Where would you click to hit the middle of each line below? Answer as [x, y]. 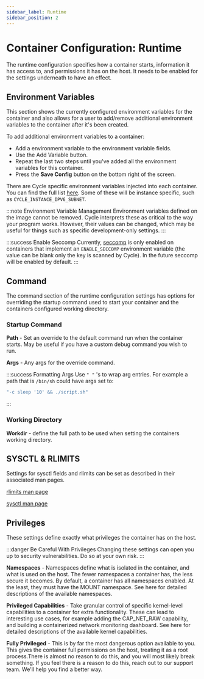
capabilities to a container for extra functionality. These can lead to [90, 612]
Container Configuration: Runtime [94, 48]
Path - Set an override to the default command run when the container [95, 338]
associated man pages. [36, 480]
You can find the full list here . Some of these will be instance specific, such [100, 193]
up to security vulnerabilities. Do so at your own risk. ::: [75, 556]
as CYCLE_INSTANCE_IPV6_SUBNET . [46, 199]
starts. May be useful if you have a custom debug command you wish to [97, 344]
